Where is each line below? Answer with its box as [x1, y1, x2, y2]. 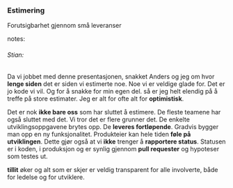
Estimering [7, 6, 45, 15]
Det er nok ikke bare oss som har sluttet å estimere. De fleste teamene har [7, 108, 221, 116]
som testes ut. [7, 152, 48, 160]
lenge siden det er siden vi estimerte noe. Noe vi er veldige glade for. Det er [7, 79, 225, 88]
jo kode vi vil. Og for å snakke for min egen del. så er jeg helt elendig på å [7, 87, 218, 95]
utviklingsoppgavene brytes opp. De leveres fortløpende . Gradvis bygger [7, 122, 219, 130]
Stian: [7, 51, 24, 59]
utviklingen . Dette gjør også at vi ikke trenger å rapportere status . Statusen [7, 137, 226, 146]
